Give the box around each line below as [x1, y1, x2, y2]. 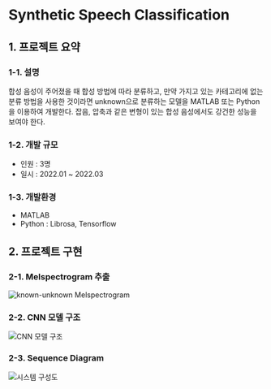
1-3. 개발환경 [8, 192, 57, 203]
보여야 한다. [8, 116, 46, 127]
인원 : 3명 [19, 159, 51, 169]
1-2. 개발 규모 [8, 139, 58, 150]
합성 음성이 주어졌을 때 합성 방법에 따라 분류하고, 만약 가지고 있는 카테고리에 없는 [8, 86, 264, 96]
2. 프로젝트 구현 [8, 244, 83, 258]
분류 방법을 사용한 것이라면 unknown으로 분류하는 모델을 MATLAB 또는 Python [8, 96, 260, 106]
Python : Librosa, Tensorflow [19, 219, 117, 229]
